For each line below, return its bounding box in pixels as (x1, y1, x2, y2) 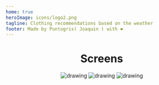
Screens (80, 52, 123, 66)
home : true (5, 8, 34, 15)
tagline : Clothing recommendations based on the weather (5, 20, 154, 26)
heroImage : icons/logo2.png (5, 15, 77, 21)
